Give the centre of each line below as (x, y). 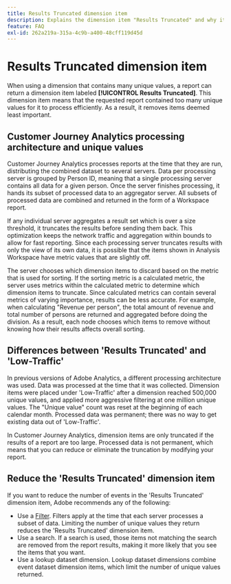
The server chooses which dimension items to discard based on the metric (113, 271)
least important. (29, 115)
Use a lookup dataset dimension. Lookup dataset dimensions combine (117, 559)
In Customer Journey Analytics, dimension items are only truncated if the (111, 435)
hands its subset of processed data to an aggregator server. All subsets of (112, 193)
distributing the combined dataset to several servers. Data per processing (112, 171)
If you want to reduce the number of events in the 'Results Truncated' (106, 495)
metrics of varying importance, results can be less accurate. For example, (112, 300)
